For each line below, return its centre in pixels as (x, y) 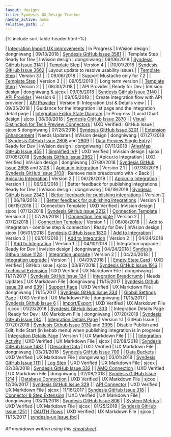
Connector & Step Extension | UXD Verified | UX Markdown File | (73, 395)
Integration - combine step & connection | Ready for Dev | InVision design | (84, 227)
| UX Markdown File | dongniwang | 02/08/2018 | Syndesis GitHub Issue (81, 374)
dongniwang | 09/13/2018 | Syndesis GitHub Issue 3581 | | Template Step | (83, 54)
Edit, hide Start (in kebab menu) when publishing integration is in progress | (84, 330)
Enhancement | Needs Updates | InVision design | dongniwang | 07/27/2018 (85, 135)
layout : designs (22, 10)
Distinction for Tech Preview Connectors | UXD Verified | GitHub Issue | (80, 124)
